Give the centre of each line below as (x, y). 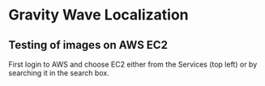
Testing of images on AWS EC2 (88, 45)
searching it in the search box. (59, 73)
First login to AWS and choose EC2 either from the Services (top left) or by (133, 64)
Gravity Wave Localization (98, 15)
